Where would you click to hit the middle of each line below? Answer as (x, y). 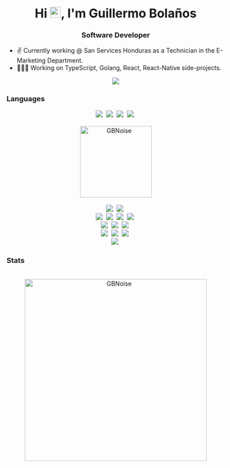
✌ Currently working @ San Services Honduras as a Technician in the (116, 51)
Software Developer (116, 35)
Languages (26, 99)
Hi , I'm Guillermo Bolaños (116, 14)
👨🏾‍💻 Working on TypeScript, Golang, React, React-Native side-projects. (119, 68)
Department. (65, 60)
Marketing (31, 60)
